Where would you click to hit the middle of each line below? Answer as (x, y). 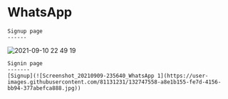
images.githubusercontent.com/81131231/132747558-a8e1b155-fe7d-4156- (114, 82)
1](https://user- (183, 76)
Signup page (25, 31)
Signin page (25, 63)
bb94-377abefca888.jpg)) (44, 88)
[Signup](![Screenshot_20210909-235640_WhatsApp (81, 76)
